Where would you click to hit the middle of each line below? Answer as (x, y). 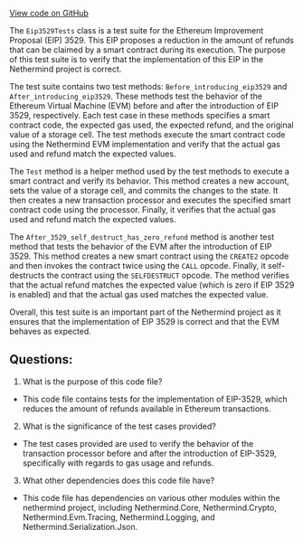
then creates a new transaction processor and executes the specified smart (150, 200)
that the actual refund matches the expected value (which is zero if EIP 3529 (152, 285)
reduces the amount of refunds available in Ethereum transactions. (147, 408)
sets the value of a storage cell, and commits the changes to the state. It (144, 190)
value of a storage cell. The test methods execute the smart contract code (147, 134)
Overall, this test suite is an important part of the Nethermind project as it (146, 312)
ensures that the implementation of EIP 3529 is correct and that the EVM (144, 322)
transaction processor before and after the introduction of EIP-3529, (150, 453)
